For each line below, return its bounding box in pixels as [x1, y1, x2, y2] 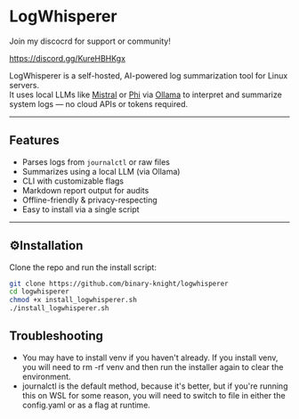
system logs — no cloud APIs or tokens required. [9, 98, 189, 109]
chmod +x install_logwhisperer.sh [9, 296, 138, 305]
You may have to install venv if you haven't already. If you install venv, [21, 352, 279, 363]
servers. [9, 79, 40, 90]
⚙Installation [9, 238, 84, 253]
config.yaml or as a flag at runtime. [21, 399, 151, 410]
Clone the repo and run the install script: [9, 261, 158, 273]
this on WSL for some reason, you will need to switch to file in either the [21, 390, 287, 400]
